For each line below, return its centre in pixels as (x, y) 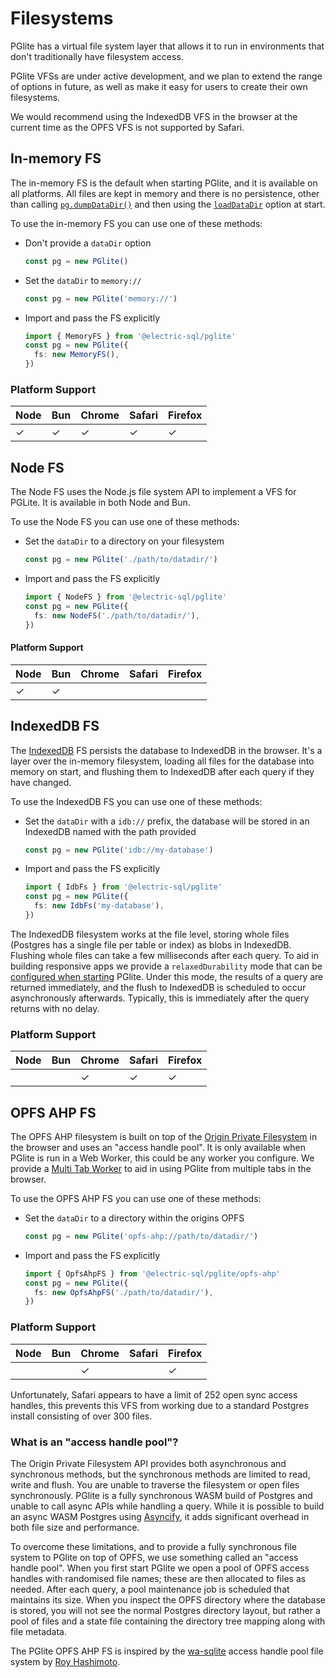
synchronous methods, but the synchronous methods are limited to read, (160, 1474)
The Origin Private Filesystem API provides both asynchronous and (148, 1463)
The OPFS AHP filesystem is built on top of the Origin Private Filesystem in (164, 1136)
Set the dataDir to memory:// (83, 280)
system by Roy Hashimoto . (65, 1661)
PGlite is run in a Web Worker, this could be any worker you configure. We (162, 1158)
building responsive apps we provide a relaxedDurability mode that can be (166, 966)
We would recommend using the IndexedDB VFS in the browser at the (154, 116)
